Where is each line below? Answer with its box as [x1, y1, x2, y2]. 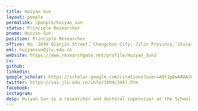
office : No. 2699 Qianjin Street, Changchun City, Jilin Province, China [6, 42, 192, 48]
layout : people [6, 14, 44, 20]
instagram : [6, 90, 33, 96]
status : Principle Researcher [6, 25, 81, 31]
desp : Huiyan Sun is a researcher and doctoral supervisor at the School [6, 96, 192, 102]
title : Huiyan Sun [6, 8, 51, 15]
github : [6, 63, 25, 69]
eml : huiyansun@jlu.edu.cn [6, 47, 72, 53]
